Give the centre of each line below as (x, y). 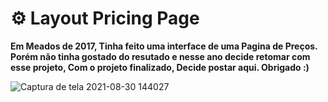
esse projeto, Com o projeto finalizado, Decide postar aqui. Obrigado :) (160, 67)
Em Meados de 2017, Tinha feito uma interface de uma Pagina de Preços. (164, 46)
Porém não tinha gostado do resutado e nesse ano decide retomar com (160, 56)
